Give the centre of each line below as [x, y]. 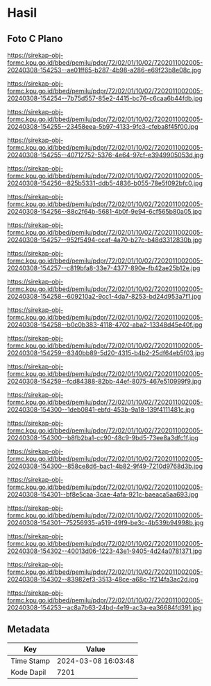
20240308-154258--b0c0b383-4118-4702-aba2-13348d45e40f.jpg [105, 325]
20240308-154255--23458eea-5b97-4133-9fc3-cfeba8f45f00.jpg [103, 126]
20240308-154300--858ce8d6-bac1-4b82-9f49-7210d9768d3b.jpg [105, 466]
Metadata [28, 629]
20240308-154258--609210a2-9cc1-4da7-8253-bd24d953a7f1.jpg [104, 296]
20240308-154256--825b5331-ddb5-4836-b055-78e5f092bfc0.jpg [105, 183]
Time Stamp [31, 661]
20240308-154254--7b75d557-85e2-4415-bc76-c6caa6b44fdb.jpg [105, 98]
